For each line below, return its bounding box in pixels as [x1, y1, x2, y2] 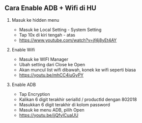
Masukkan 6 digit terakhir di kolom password [19, 101, 110, 108]
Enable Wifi [11, 46, 35, 52]
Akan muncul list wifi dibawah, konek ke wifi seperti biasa [19, 67, 136, 73]
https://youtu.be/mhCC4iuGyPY [19, 72, 84, 78]
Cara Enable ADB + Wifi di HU [4, 4, 97, 12]
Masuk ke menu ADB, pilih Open [19, 107, 85, 113]
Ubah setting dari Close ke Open [19, 61, 85, 67]
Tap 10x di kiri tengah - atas [19, 32, 76, 38]
